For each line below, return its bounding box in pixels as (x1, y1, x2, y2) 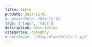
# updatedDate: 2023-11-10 (5, 16, 60, 21)
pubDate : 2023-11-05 (5, 12, 47, 17)
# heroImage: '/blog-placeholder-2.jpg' (5, 35, 89, 40)
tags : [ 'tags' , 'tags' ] (5, 21, 54, 26)
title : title (5, 7, 32, 12)
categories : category (5, 30, 49, 35)
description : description (5, 25, 57, 30)
